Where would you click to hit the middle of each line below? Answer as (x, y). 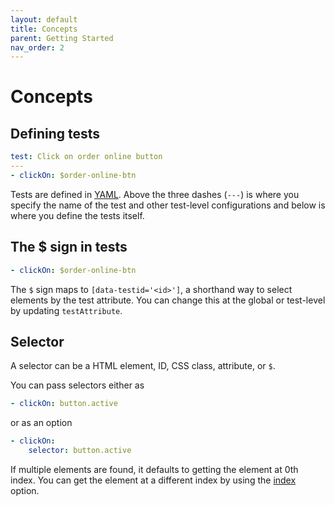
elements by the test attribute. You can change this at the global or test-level (168, 300)
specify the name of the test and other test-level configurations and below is (168, 205)
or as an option (41, 423)
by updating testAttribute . (66, 310)
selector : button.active (80, 451)
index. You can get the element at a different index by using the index (153, 480)
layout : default (44, 19)
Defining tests (55, 133)
